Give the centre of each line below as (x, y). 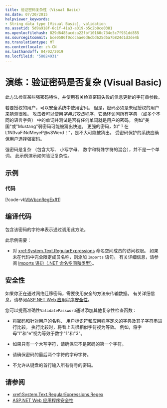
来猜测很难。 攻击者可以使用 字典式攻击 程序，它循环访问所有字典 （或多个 (81, 114)
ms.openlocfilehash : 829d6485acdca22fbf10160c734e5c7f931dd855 (72, 33)
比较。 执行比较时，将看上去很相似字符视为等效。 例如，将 (77, 327)
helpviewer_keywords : (28, 19)
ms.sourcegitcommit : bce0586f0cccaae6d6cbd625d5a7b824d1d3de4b (72, 38)
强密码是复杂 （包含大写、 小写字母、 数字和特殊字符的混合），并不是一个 (80, 150)
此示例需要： (18, 240)
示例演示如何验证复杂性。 (46, 156)
